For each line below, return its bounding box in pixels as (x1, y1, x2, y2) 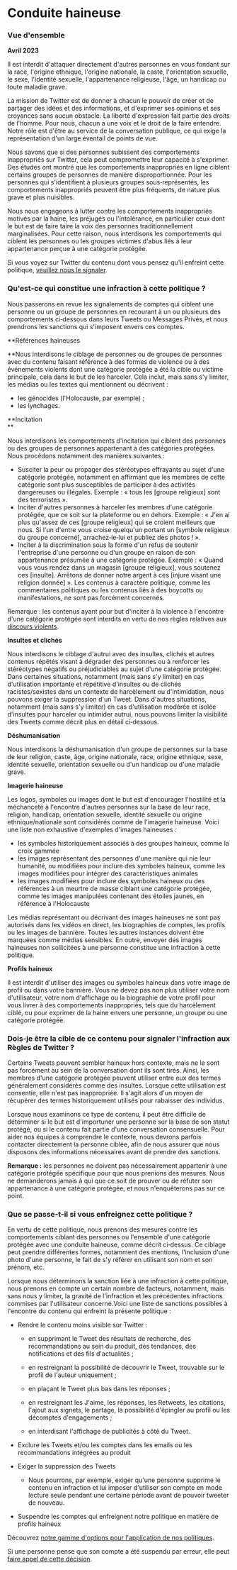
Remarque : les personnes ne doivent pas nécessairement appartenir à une (7, 1161, 228, 1170)
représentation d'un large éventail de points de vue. (7, 134, 158, 143)
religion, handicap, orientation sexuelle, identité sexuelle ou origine (7, 810, 202, 819)
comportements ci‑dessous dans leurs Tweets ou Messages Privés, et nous (7, 314, 229, 324)
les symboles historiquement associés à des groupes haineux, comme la (17, 839, 230, 847)
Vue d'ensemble (7, 31, 65, 40)
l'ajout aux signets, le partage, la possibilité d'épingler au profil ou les (28, 1406, 231, 1415)
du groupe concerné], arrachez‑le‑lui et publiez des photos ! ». (17, 533, 201, 541)
